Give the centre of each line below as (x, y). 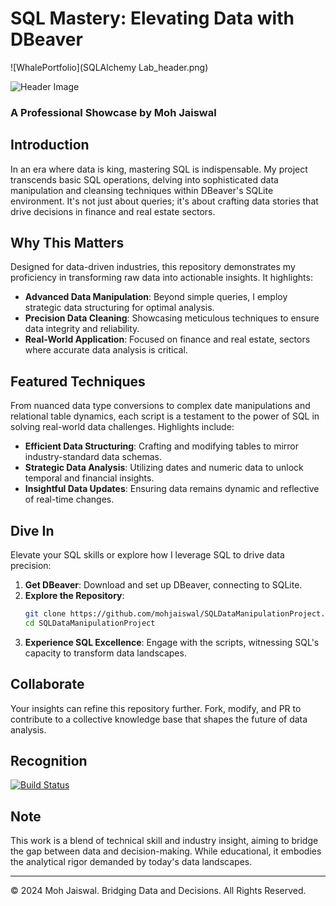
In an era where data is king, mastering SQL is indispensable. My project (159, 169)
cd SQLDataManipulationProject (90, 623)
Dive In (32, 530)
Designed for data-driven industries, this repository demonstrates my (153, 267)
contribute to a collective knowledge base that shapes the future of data (159, 719)
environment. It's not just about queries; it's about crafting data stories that (164, 201)
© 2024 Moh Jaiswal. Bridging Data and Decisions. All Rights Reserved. (158, 891)
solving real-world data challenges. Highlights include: (122, 427)
